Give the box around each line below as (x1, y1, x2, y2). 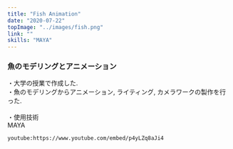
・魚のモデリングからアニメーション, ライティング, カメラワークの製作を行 (7, 88, 227, 96)
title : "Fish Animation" (7, 10, 81, 18)
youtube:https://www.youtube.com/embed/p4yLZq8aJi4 (7, 135, 164, 142)
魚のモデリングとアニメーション (7, 62, 117, 72)
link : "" (7, 30, 33, 38)
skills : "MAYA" (7, 37, 53, 44)
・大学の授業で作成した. (7, 79, 78, 87)
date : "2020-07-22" (7, 17, 66, 24)
